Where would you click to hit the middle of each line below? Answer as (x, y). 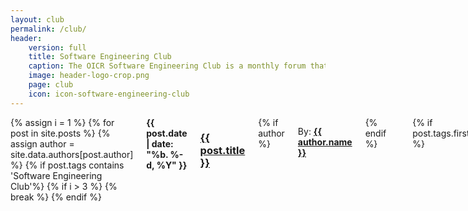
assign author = (42, 143)
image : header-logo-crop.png (89, 76)
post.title (222, 150)
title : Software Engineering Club (100, 57)
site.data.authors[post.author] (72, 154)
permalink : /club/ (48, 29)
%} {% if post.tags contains (67, 165)
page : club (51, 85)
